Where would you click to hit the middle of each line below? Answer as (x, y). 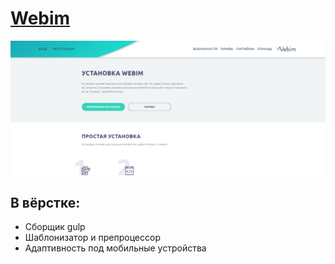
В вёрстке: (45, 202)
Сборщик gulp (55, 227)
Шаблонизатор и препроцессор (92, 238)
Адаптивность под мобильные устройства (115, 248)
